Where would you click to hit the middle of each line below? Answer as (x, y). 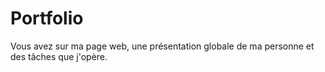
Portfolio (47, 18)
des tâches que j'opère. (59, 56)
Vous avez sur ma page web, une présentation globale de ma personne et (162, 46)
